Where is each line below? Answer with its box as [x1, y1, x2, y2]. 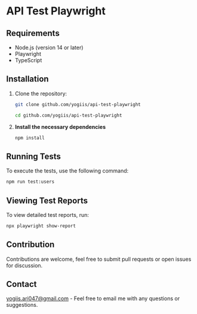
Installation [6, 74, 49, 84]
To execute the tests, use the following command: [6, 167, 129, 174]
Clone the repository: [14, 90, 67, 97]
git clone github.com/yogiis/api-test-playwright [14, 101, 141, 107]
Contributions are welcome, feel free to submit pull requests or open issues [6, 255, 192, 262]
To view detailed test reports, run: [6, 211, 90, 218]
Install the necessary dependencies [14, 123, 106, 130]
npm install [14, 135, 45, 141]
